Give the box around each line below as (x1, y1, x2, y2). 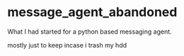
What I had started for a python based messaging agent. (7, 27, 172, 36)
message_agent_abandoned (7, 4, 178, 20)
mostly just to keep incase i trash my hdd (7, 41, 127, 49)
